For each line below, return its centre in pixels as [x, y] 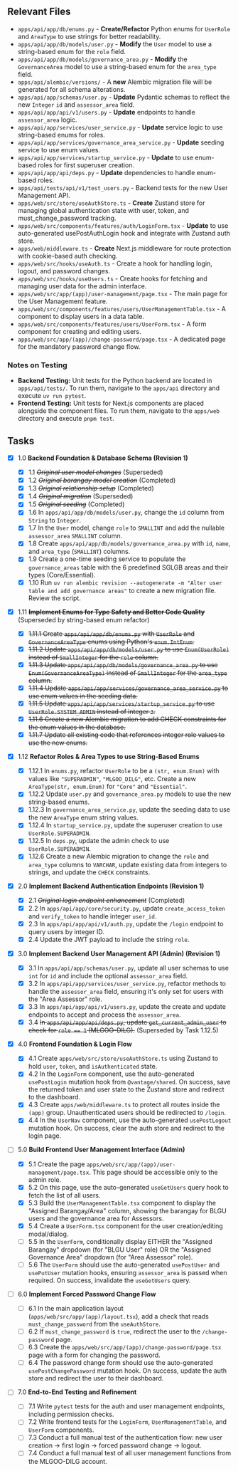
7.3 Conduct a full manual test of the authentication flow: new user [125, 1438]
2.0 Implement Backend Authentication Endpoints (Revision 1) [111, 886]
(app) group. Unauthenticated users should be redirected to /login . [127, 1113]
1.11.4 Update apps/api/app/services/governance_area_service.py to [128, 688]
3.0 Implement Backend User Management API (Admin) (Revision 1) [119, 953]
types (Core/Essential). [62, 575]
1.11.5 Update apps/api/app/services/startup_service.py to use [121, 703]
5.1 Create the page [56, 1164]
